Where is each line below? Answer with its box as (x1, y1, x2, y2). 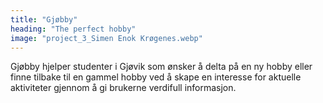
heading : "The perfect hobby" (10, 24, 137, 34)
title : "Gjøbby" (10, 14, 78, 25)
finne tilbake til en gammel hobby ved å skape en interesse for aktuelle (10, 71, 302, 83)
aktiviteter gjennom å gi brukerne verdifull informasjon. (10, 82, 237, 94)
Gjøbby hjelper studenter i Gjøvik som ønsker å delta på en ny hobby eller (10, 61, 313, 73)
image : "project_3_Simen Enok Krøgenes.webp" (10, 33, 203, 43)
